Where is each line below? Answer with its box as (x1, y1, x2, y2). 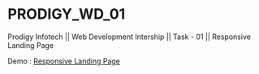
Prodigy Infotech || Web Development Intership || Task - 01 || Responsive (7, 32, 251, 41)
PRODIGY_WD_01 (7, 5, 126, 24)
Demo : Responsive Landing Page (7, 56, 121, 66)
